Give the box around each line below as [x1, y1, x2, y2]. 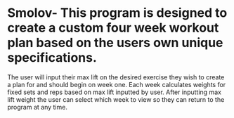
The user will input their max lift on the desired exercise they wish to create [7, 72, 225, 81]
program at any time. [7, 103, 68, 111]
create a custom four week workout [7, 20, 219, 36]
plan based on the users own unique [7, 35, 223, 51]
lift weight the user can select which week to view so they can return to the [7, 95, 225, 103]
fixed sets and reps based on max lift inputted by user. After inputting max [7, 88, 221, 96]
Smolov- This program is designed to [7, 5, 228, 21]
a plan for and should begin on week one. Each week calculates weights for [7, 80, 226, 88]
